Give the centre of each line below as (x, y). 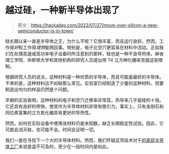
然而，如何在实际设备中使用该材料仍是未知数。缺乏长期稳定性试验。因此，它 (84, 123)
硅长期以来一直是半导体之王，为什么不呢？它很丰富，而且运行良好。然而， (82, 41)
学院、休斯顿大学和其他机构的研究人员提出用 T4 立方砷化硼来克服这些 (86, 60)
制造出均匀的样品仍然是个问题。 (38, 89)
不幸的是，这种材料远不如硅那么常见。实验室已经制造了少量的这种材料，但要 (84, 83)
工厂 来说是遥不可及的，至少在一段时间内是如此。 (60, 146)
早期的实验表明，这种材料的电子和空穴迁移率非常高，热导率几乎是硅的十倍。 (84, 100)
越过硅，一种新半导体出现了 (63, 10)
